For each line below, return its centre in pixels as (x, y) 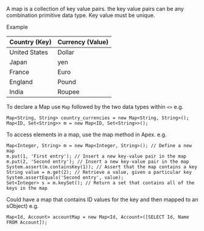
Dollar (66, 52)
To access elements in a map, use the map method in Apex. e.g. (86, 134)
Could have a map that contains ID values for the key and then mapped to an (102, 199)
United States (29, 52)
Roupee (69, 92)
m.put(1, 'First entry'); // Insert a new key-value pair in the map (97, 156)
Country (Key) (30, 42)
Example (17, 27)
